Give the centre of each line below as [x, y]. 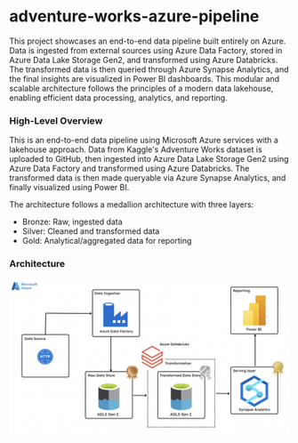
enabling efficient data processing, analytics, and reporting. [119, 97]
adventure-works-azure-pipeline [134, 16]
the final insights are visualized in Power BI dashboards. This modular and [145, 78]
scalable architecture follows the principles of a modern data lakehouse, [141, 88]
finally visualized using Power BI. [69, 188]
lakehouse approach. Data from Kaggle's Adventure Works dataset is [136, 149]
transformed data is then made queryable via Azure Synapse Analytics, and [148, 178]
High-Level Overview [56, 120]
